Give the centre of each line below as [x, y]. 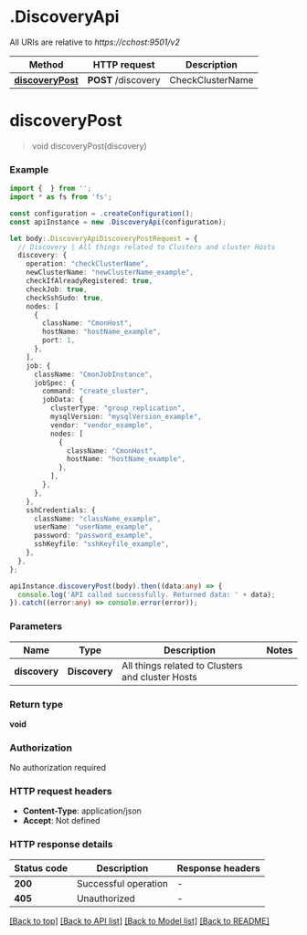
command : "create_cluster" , [95, 391]
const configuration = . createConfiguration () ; [102, 213]
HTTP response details [61, 845]
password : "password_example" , [93, 536]
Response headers [218, 867]
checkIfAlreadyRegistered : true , [90, 281]
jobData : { [63, 400]
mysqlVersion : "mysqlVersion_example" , [126, 417]
